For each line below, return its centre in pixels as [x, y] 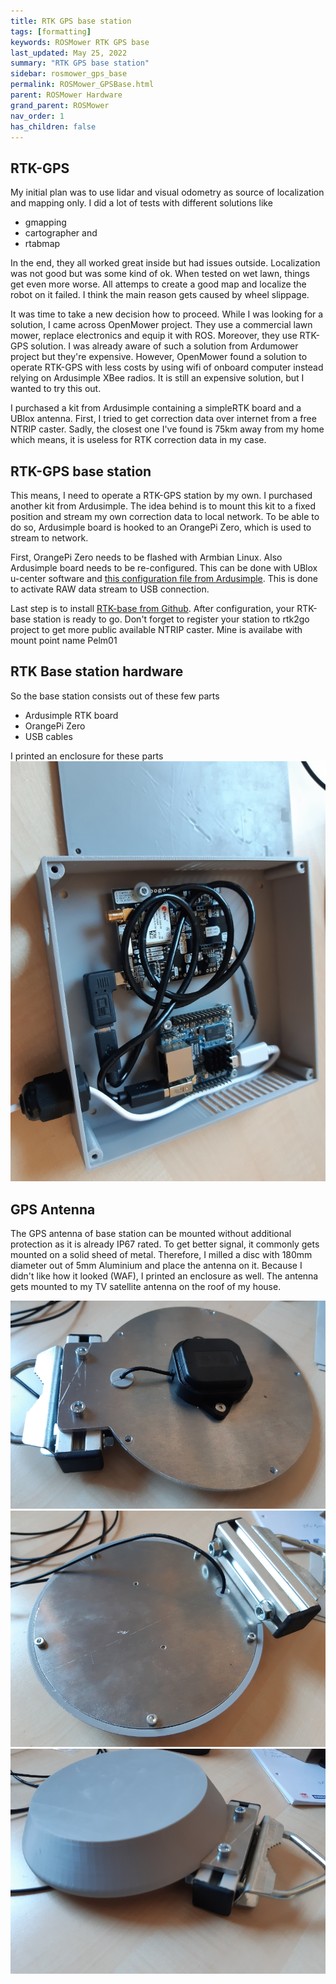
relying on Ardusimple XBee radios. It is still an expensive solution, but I [157, 378]
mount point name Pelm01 [64, 640]
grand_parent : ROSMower [60, 105]
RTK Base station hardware [97, 671]
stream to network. [49, 538]
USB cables [48, 736]
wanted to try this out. [56, 389]
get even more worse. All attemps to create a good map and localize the [158, 284]
